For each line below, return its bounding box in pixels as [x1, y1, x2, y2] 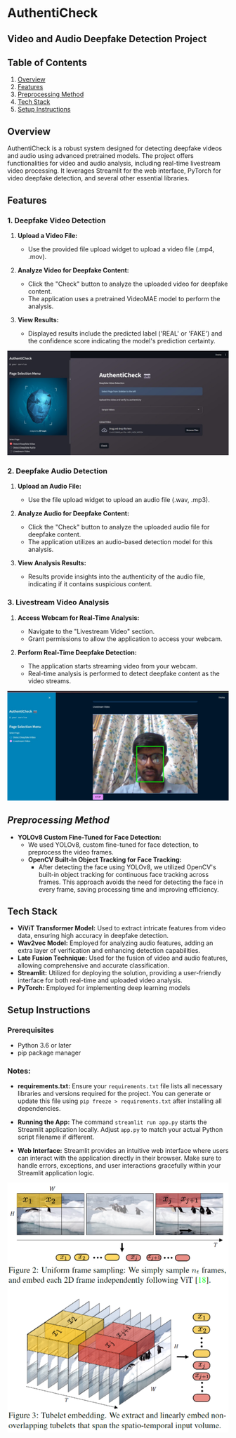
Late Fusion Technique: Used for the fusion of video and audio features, [17, 954, 228, 963]
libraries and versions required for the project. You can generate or [17, 1090, 211, 1098]
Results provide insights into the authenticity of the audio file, [27, 572, 206, 581]
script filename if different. [17, 1133, 95, 1142]
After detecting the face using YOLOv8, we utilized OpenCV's [38, 862, 216, 871]
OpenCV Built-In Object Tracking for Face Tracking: [27, 855, 182, 864]
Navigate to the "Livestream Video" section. [27, 627, 155, 635]
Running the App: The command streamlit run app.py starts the [17, 1118, 207, 1126]
